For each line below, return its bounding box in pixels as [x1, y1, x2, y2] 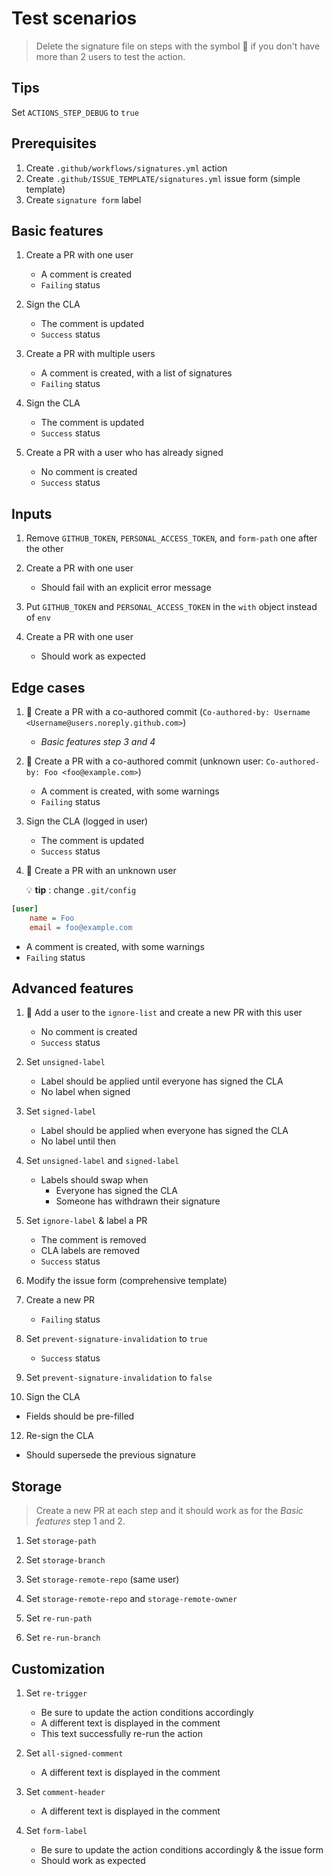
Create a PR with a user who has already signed [25, 447, 224, 459]
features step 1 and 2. [35, 1515, 126, 1527]
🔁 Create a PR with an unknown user [25, 865, 177, 876]
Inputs [11, 505, 53, 522]
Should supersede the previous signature [25, 1449, 196, 1461]
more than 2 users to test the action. [35, 50, 186, 62]
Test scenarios [11, 7, 138, 30]
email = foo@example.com [29, 922, 133, 932]
